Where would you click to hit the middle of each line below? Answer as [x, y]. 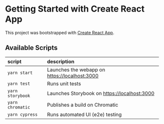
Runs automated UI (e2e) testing [84, 114]
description [61, 62]
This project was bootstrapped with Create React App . [60, 32]
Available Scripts [31, 48]
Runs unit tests [64, 83]
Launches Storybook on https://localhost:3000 [101, 93]
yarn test [19, 84]
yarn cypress [23, 114]
